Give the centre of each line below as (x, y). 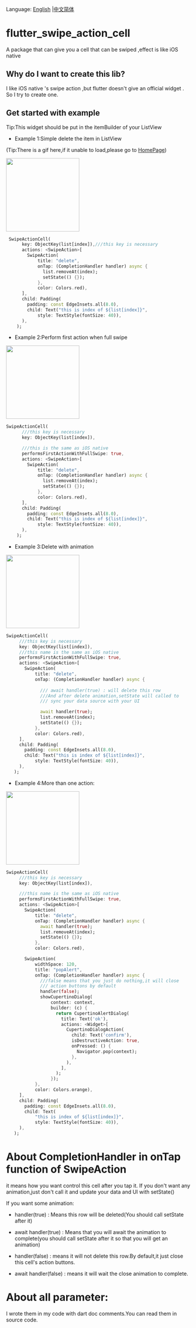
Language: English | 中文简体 (40, 9)
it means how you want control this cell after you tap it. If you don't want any (98, 1185)
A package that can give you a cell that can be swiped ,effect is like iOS (92, 49)
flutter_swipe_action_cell (68, 33)
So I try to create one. (32, 94)
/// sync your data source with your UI (90, 701)
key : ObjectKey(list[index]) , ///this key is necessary (90, 245)
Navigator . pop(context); (107, 1051)
